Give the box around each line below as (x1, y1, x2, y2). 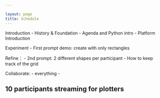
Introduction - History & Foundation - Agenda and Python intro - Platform (5, 30, 155, 36)
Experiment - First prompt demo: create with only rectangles (5, 45, 130, 51)
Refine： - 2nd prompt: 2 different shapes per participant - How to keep (5, 55, 153, 61)
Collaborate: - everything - (5, 70, 60, 76)
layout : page (5, 11, 32, 16)
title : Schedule (5, 16, 39, 21)
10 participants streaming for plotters (5, 85, 124, 93)
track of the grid (5, 61, 38, 67)
